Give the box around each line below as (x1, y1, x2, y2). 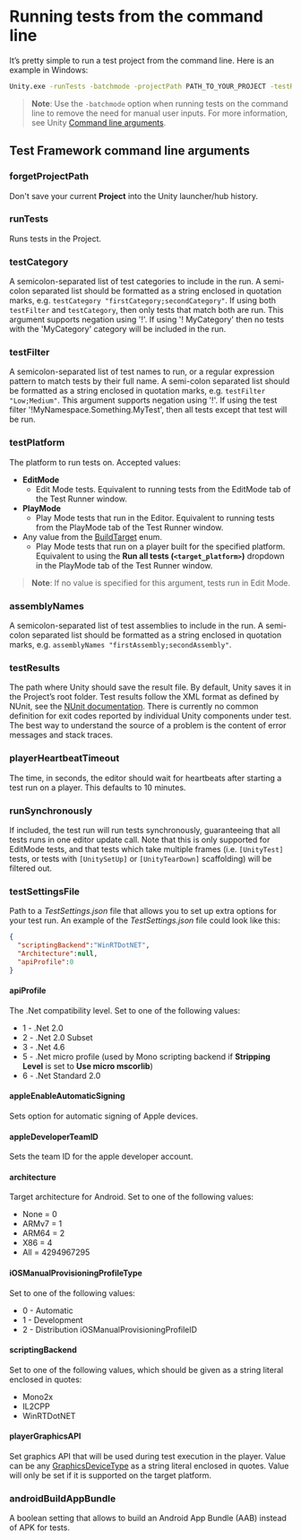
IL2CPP (21, 1401, 51, 1412)
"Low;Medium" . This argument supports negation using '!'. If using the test (9, 395, 278, 405)
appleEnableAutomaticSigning (9, 1091, 125, 1101)
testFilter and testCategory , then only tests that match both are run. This (9, 305, 284, 316)
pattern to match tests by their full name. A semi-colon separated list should (9, 376, 290, 387)
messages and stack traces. (9, 729, 114, 741)
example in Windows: (9, 65, 89, 75)
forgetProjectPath (9, 170, 90, 183)
